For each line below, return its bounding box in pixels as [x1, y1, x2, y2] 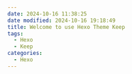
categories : [7, 50, 43, 57]
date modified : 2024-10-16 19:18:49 [7, 17, 116, 24]
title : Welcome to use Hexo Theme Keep [7, 23, 126, 30]
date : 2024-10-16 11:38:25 [7, 10, 87, 18]
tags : [7, 30, 23, 37]
